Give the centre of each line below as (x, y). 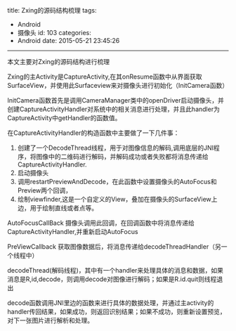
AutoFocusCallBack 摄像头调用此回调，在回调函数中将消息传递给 (101, 223)
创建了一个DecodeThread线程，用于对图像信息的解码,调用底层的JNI (116, 148)
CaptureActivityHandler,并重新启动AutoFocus (73, 232)
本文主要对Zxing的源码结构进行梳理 (59, 61)
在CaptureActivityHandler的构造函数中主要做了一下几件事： (93, 133)
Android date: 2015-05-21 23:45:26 (68, 40)
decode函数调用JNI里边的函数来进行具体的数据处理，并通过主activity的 (111, 303)
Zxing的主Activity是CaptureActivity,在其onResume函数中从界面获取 (105, 77)
